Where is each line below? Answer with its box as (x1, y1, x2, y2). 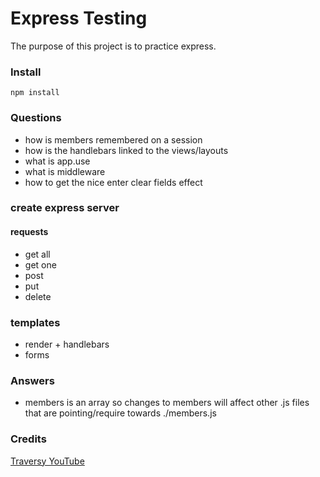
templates (10, 315, 61, 329)
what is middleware (24, 165, 106, 177)
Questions (10, 111, 62, 125)
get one (24, 258, 57, 271)
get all (24, 248, 51, 260)
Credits (10, 432, 47, 446)
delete (24, 290, 52, 302)
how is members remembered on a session (24, 133, 203, 146)
